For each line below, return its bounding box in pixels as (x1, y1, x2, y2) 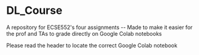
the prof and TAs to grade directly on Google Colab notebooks (6, 30, 162, 37)
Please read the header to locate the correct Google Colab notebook (6, 42, 178, 49)
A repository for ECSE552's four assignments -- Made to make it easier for (6, 24, 193, 31)
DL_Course (6, 4, 62, 18)
